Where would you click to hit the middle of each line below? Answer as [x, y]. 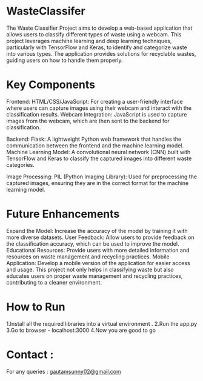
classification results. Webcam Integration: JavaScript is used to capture [97, 114]
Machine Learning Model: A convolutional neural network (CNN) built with [98, 152]
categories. [20, 164]
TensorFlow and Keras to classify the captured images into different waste [99, 158]
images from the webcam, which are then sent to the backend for [88, 121]
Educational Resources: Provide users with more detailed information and [98, 250]
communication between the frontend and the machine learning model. [95, 145]
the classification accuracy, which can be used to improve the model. [93, 243]
